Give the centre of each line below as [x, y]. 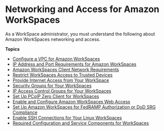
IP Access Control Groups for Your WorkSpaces [62, 91]
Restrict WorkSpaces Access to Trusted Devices [62, 75]
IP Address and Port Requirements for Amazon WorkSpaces [74, 64]
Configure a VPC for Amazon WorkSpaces [56, 58]
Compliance [25, 112]
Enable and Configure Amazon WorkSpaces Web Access [71, 101]
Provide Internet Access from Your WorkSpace [61, 80]
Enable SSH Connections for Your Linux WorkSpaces [67, 117]
